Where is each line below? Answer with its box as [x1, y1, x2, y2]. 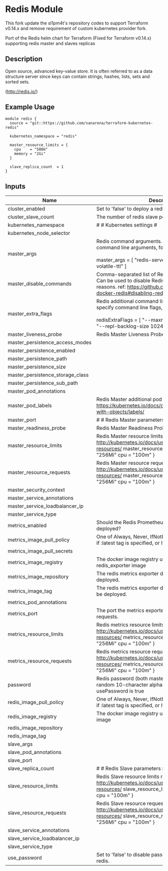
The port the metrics [96, 607, 144, 614]
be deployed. [96, 591, 127, 598]
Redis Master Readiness [96, 425, 153, 432]
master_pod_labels [7, 402, 52, 409]
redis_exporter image [96, 562, 146, 569]
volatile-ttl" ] [96, 263, 126, 270]
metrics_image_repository [7, 573, 69, 580]
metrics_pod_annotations [7, 599, 67, 606]
